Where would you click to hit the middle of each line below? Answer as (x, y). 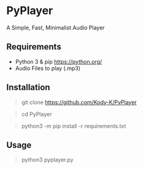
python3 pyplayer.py (47, 160)
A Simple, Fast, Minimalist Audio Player (56, 28)
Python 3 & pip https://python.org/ (59, 61)
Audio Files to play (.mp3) (48, 68)
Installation (28, 87)
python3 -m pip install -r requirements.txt (74, 126)
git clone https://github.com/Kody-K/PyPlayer (79, 102)
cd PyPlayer (37, 114)
